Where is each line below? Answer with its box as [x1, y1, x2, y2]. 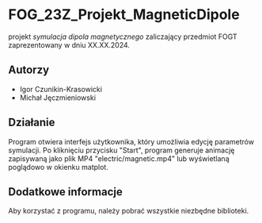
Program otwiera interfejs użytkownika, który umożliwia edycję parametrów [8, 136, 255, 146]
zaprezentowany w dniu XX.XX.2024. [8, 40, 131, 49]
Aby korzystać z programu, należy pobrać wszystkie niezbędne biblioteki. [8, 206, 249, 216]
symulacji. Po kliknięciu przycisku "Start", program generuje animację [8, 145, 235, 155]
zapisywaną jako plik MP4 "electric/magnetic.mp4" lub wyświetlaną [8, 153, 230, 163]
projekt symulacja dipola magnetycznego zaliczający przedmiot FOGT [8, 32, 237, 41]
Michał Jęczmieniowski [19, 93, 97, 102]
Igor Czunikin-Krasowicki [19, 84, 103, 94]
